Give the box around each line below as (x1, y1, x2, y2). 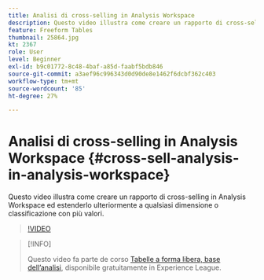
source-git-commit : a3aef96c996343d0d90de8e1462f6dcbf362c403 (8, 70, 216, 78)
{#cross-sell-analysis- (87, 149, 240, 168)
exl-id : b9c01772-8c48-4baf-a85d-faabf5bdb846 (8, 63, 163, 71)
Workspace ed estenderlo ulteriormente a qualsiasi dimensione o (8, 201, 219, 210)
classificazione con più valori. (8, 209, 104, 219)
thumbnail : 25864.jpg (8, 33, 79, 42)
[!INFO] (27, 239, 52, 249)
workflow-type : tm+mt (8, 77, 79, 85)
